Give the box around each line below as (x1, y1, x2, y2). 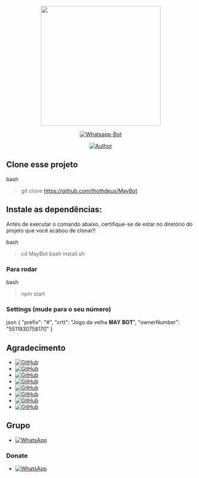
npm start (20, 290, 45, 297)
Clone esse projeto (6, 159, 78, 170)
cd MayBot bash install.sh (20, 250, 85, 257)
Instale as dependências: (6, 204, 102, 215)
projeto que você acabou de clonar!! (6, 226, 96, 234)
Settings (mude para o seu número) (6, 305, 111, 313)
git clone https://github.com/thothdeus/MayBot (20, 187, 138, 194)
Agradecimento (6, 343, 66, 353)
